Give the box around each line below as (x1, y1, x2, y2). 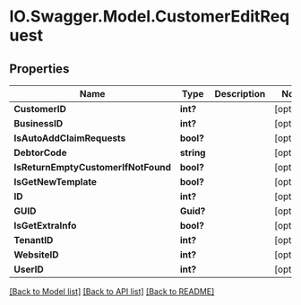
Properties (9, 61, 70, 76)
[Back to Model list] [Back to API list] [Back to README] (9, 286, 215, 297)
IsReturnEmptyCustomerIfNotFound (13, 161, 172, 173)
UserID (13, 263, 45, 275)
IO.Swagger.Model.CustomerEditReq (9, 6, 290, 27)
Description (214, 88, 266, 100)
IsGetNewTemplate (13, 176, 97, 187)
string (179, 146, 206, 159)
